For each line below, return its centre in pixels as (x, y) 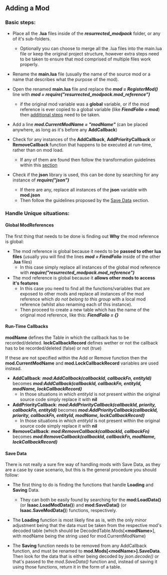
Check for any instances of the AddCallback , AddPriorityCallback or (84, 139)
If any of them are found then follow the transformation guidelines (88, 159)
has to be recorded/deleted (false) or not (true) (53, 348)
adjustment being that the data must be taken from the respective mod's (87, 525)
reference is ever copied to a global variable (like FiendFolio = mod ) (90, 109)
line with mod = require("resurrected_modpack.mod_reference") (81, 94)
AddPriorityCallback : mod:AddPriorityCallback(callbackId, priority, (84, 405)
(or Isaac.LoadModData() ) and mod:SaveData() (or (73, 505)
